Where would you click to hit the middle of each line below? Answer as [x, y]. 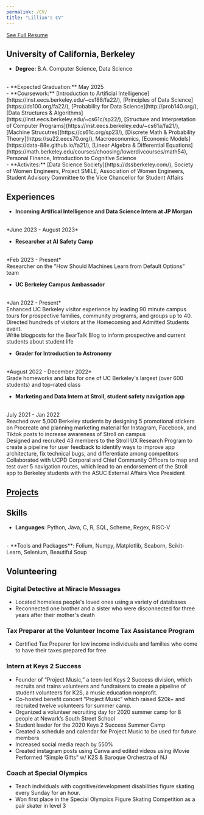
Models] [180, 139]
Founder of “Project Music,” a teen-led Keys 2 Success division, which [104, 679]
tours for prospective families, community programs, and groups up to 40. [99, 316]
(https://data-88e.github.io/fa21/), [49, 145]
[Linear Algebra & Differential [128, 145]
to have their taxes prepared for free [61, 651]
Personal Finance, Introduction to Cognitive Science [72, 158]
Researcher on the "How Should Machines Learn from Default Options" [96, 266]
